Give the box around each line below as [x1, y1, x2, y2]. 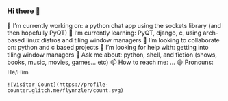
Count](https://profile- [37, 81, 109, 88]
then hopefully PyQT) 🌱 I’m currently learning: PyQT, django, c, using [7, 29, 202, 37]
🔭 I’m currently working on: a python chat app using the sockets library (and [7, 22, 221, 30]
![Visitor [7, 81, 36, 88]
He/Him [7, 68, 29, 76]
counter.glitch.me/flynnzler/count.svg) [7, 87, 125, 94]
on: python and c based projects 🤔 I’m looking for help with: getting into [7, 44, 209, 52]
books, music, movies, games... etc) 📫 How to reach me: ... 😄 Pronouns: [7, 58, 214, 67]
